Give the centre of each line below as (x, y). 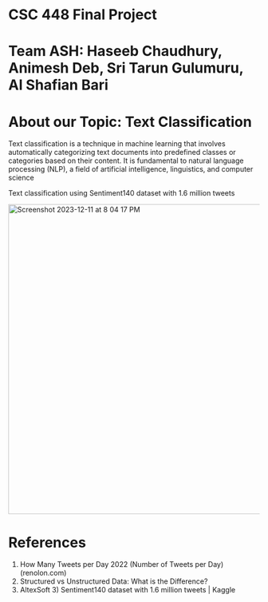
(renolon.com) (43, 573)
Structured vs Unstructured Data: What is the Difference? (114, 581)
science (21, 178)
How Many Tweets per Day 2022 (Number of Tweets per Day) (122, 564)
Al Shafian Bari (59, 85)
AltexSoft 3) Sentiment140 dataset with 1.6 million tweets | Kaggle (128, 590)
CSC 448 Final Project (83, 15)
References (47, 543)
